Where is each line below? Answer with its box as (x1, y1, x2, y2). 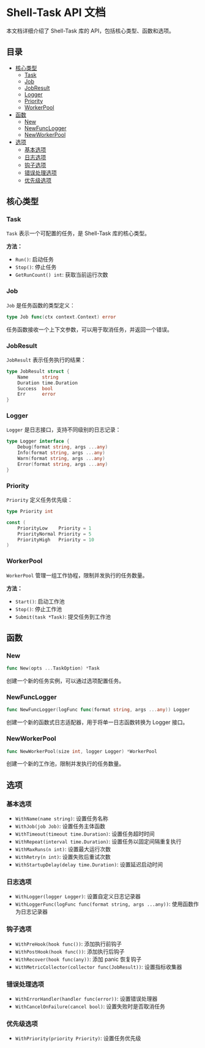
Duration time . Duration (17, 380, 78, 386)
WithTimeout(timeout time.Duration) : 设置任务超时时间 (15, 830, 155, 838)
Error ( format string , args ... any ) (17, 461, 108, 467)
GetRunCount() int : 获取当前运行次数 (15, 271, 108, 279)
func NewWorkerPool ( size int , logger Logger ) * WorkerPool (6, 748, 157, 755)
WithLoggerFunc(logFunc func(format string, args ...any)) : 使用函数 (15, 900, 194, 908)
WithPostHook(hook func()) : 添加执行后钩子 (15, 947, 125, 955)
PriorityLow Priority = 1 (17, 525, 92, 531)
